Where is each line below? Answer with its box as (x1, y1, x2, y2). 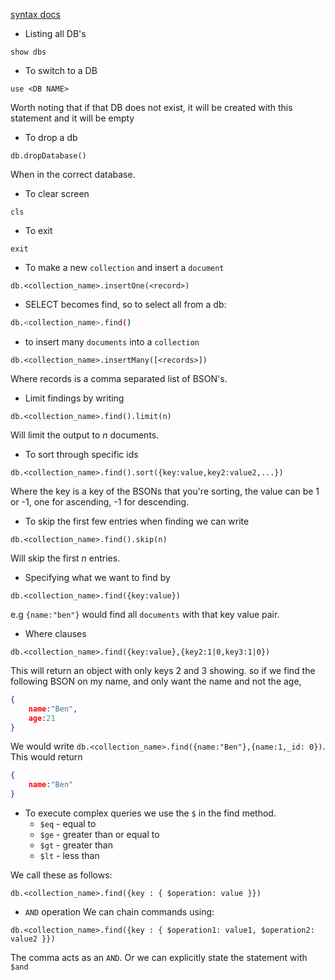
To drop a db (24, 132, 78, 143)
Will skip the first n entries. (10, 552, 121, 564)
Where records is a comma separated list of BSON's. (10, 372, 228, 384)
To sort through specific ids (24, 448, 139, 460)
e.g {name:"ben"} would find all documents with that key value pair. (10, 608, 280, 620)
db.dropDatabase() (10, 151, 87, 161)
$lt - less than (39, 850, 100, 861)
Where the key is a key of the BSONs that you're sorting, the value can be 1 (10, 485, 320, 497)
